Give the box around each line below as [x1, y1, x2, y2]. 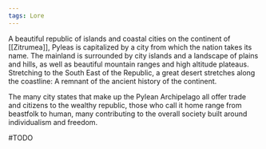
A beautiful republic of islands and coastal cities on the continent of [8, 34, 231, 43]
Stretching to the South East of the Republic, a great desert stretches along [8, 67, 256, 77]
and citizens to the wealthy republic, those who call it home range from [8, 100, 242, 110]
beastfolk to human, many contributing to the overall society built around [8, 109, 248, 119]
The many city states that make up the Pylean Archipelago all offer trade [8, 91, 246, 101]
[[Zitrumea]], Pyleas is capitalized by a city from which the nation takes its [8, 42, 252, 52]
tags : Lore [8, 11, 45, 20]
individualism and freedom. [8, 117, 98, 127]
